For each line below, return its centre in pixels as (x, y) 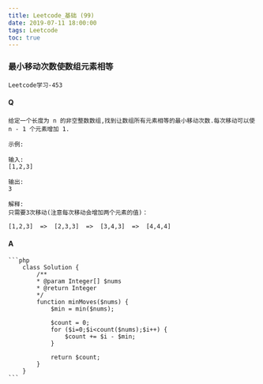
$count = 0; (70, 322)
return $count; (75, 357)
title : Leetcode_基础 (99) (51, 15)
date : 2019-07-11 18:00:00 (53, 23)
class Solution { (51, 267)
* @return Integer (67, 288)
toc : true (24, 38)
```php (19, 260)
